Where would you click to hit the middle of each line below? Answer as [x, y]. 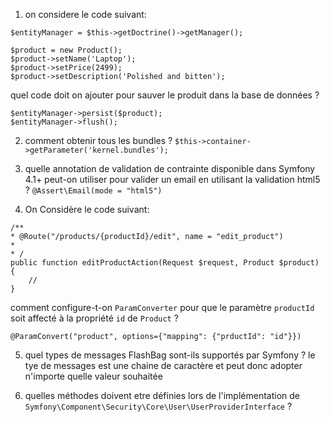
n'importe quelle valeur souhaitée [93, 376]
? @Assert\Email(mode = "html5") [93, 190]
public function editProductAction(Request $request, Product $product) [165, 263]
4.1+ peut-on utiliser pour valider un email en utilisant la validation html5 [172, 179]
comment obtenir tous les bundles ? [98, 140]
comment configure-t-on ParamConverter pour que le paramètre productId [162, 307]
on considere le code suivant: [85, 14]
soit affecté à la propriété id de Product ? [94, 318]
